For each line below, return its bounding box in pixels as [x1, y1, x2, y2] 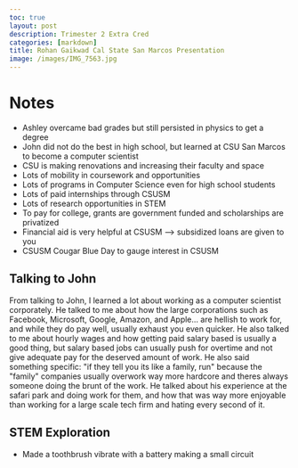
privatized [21, 217, 60, 227]
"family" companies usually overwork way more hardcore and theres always [9, 371, 289, 382]
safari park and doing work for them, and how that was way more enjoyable [9, 390, 286, 400]
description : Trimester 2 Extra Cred [9, 29, 149, 38]
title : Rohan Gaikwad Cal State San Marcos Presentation [9, 46, 225, 55]
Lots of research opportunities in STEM [21, 198, 166, 209]
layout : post [9, 21, 58, 30]
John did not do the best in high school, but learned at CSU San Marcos [21, 141, 286, 152]
